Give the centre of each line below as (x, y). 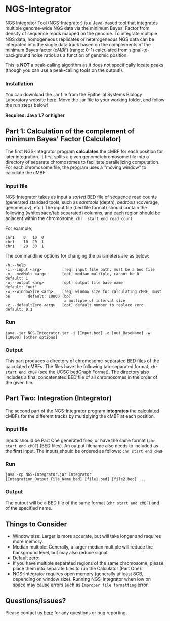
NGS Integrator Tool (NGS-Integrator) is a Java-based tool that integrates (82, 23)
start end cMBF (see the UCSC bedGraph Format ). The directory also (77, 372)
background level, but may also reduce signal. (60, 553)
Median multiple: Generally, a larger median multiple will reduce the (83, 547)
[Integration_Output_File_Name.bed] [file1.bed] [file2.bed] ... (75, 479)
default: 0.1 (19, 310)
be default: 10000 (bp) (38, 296)
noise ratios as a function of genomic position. (80, 55)
